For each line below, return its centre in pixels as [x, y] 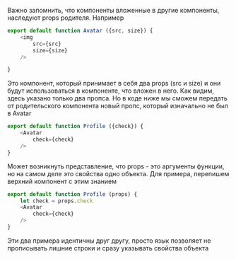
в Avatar [19, 113]
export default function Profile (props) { [72, 194]
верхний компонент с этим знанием [62, 181]
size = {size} [51, 50]
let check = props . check [57, 201]
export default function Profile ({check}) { [75, 127]
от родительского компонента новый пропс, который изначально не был [118, 106]
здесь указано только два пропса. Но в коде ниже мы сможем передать [118, 98]
